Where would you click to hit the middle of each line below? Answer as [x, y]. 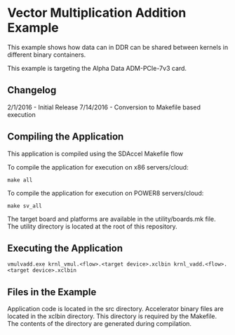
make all [20, 180]
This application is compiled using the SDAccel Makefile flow [95, 153]
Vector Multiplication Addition [97, 13]
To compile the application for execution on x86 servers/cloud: [98, 167]
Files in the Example [52, 292]
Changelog [32, 90]
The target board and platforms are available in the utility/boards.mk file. [112, 219]
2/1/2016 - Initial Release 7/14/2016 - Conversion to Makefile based [104, 107]
